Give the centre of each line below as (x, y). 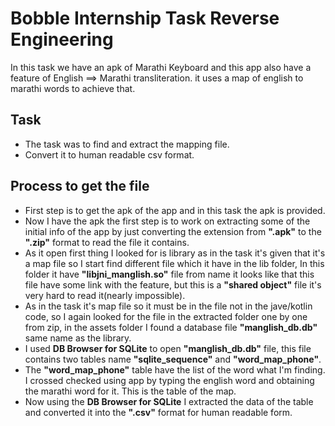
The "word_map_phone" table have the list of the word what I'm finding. (175, 369)
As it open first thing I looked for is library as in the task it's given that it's (175, 253)
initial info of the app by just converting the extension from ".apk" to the (173, 231)
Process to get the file (80, 186)
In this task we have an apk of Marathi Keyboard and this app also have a (161, 67)
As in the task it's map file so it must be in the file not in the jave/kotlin (168, 306)
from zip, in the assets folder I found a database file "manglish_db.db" (171, 327)
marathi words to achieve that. (73, 88)
